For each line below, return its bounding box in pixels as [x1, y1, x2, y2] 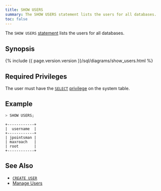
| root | [5, 144, 37, 149]
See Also [5, 162, 33, 170]
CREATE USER [12, 176, 37, 181]
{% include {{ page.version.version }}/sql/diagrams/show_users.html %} [5, 58, 153, 64]
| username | [5, 126, 37, 131]
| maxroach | [5, 139, 37, 144]
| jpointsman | [5, 135, 37, 140]
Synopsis [5, 44, 35, 53]
